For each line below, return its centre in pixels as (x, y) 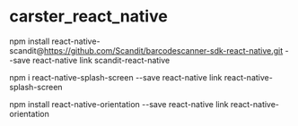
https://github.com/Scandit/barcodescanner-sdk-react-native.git (163, 50)
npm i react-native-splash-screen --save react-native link (116, 77)
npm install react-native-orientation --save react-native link (119, 104)
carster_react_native (88, 17)
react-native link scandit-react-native (101, 60)
